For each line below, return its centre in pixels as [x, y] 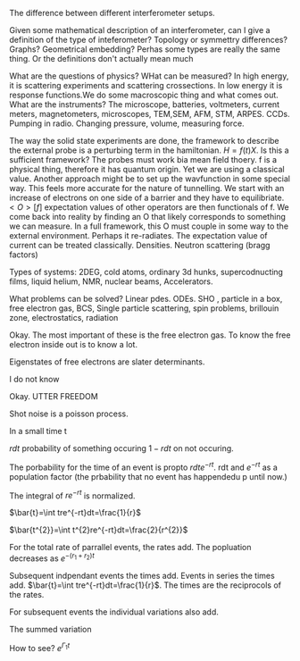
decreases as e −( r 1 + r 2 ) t [52, 557]
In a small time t [38, 431]
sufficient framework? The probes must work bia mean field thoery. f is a [143, 159]
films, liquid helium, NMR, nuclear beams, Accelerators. [111, 281]
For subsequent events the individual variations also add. [114, 612]
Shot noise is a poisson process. [69, 414]
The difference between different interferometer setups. [112, 13]
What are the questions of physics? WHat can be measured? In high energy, [149, 76]
